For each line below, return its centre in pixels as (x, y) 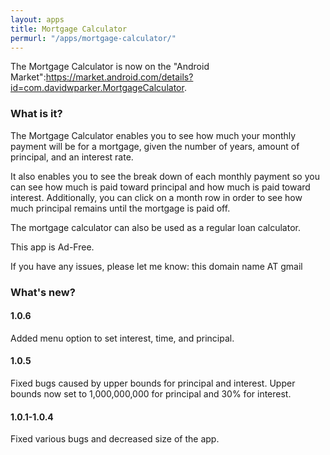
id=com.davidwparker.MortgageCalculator (97, 88)
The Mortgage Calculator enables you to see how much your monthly (153, 135)
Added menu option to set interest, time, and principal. (122, 338)
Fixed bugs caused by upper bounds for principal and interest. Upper (153, 383)
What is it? (36, 114)
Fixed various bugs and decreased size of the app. (115, 439)
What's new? (43, 292)
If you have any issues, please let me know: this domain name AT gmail (156, 266)
